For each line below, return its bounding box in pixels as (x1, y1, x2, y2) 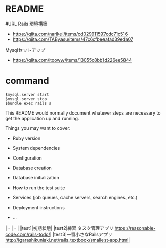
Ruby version (12, 135, 41, 141)
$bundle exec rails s (5, 101, 52, 106)
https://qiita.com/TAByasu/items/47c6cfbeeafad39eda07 (12, 36, 133, 42)
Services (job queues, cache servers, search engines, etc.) (12, 194, 138, 200)
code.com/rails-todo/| (5, 231, 52, 237)
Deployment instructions (12, 204, 65, 210)
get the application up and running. (5, 115, 79, 121)
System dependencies (12, 145, 60, 151)
